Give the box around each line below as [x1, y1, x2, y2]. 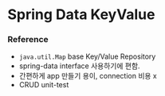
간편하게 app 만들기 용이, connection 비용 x [18, 71, 157, 81]
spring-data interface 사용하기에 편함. [18, 61, 140, 71]
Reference [7, 34, 49, 45]
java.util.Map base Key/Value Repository [18, 52, 156, 61]
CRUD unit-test [18, 80, 69, 90]
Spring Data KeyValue [7, 6, 155, 24]
